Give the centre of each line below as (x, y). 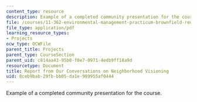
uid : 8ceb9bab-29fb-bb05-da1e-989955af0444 (60, 76)
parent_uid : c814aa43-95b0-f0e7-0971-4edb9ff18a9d (69, 60)
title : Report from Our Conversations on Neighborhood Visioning (87, 71)
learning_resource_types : (38, 33)
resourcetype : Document (35, 66)
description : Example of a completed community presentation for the (93, 17)
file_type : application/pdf (40, 28)
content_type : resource (35, 11)
